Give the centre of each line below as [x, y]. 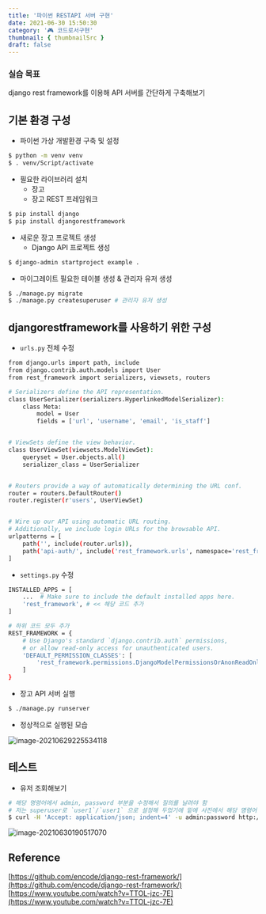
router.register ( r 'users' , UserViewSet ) [76, 501]
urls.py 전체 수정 [47, 348]
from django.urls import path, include [74, 363]
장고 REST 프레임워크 [65, 199]
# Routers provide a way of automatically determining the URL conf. [125, 486]
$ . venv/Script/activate [51, 163]
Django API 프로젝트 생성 [71, 247]
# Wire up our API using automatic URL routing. [90, 522]
